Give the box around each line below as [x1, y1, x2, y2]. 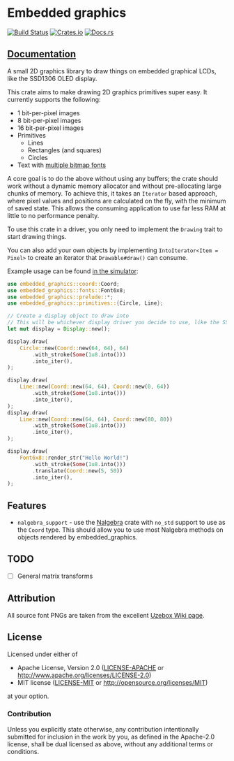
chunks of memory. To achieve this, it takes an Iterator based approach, [7, 189, 218, 197]
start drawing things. [7, 232, 67, 240]
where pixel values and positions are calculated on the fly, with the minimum [7, 196, 226, 205]
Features [7, 500, 47, 512]
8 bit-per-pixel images [17, 116, 81, 124]
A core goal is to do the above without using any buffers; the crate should [7, 174, 218, 182]
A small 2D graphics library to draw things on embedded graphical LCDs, [7, 66, 217, 75]
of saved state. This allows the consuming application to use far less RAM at [7, 204, 226, 212]
